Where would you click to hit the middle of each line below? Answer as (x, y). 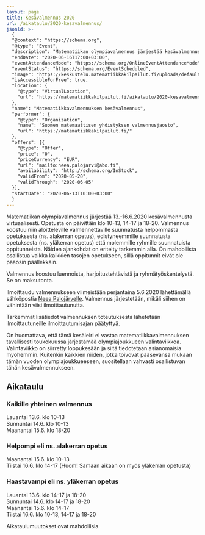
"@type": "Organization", (50, 120)
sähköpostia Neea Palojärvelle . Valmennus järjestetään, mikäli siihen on (96, 298)
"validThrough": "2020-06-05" (56, 182)
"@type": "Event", (35, 46)
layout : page (23, 12)
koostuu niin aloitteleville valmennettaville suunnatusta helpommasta (92, 229)
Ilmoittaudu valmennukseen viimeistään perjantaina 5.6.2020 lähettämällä (99, 292)
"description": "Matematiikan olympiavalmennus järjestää (87, 52)
